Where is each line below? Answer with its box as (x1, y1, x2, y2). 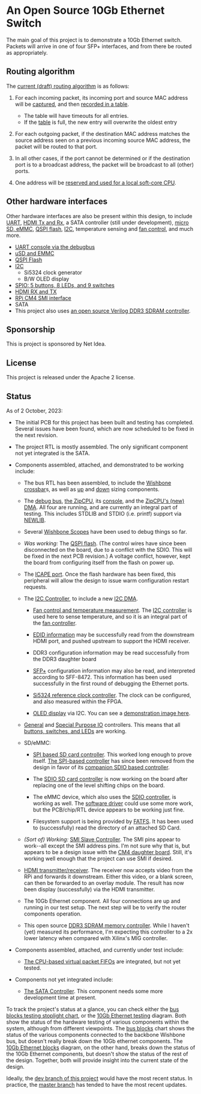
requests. (23, 584, 48, 590)
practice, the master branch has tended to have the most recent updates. (6, 1081, 187, 1088)
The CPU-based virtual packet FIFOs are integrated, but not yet (23, 958, 181, 965)
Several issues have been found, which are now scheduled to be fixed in (14, 425, 194, 432)
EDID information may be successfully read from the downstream (32, 631, 195, 638)
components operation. (23, 910, 82, 917)
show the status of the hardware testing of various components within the (6, 1018, 189, 1025)
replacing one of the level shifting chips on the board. (32, 782, 165, 789)
